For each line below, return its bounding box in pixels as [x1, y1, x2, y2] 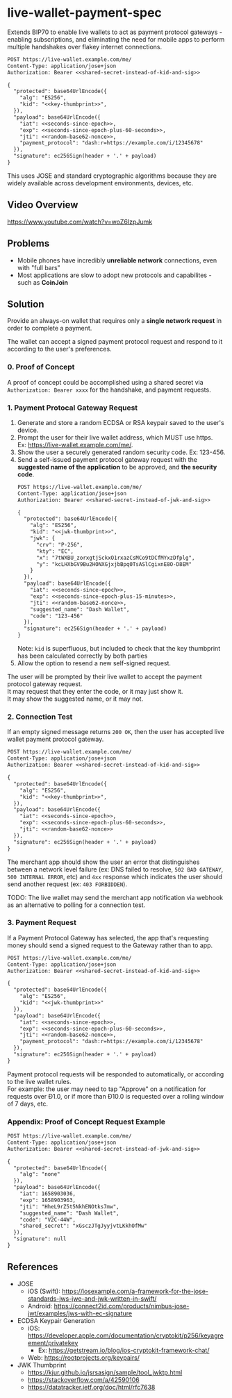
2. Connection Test [7, 712, 73, 722]
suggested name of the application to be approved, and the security [17, 463, 217, 471]
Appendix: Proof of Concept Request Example [7, 1117, 165, 1126]
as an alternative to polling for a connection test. [7, 901, 146, 909]
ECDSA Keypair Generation [17, 1316, 95, 1324]
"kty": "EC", [35, 547, 74, 555]
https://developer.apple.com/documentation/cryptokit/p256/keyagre [27, 1331, 224, 1340]
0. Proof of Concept [7, 363, 75, 372]
